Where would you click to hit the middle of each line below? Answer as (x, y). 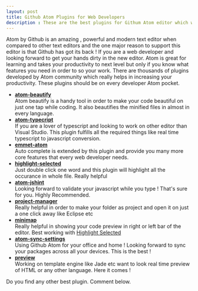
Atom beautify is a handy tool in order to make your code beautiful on (99, 101)
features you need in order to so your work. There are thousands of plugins (98, 71)
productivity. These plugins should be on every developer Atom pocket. (93, 83)
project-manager (36, 201)
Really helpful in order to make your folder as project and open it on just (102, 208)
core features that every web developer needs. (72, 158)
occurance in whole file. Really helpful (61, 176)
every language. (34, 113)
